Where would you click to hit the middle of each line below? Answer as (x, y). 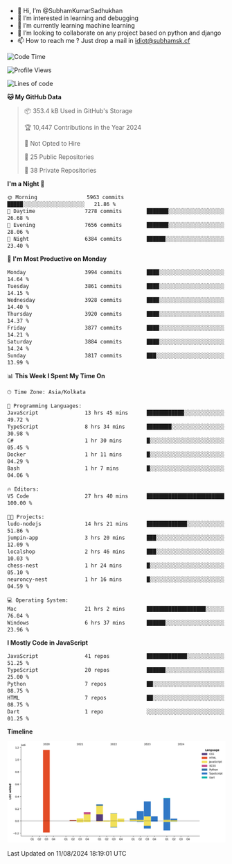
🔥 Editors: (23, 489)
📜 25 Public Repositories (59, 157)
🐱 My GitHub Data (35, 97)
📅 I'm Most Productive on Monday (57, 259)
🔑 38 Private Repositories (60, 170)
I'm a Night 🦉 (26, 184)
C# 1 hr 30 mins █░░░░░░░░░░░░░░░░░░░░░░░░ (116, 441)
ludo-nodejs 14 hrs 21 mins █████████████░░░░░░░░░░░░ (116, 524)
